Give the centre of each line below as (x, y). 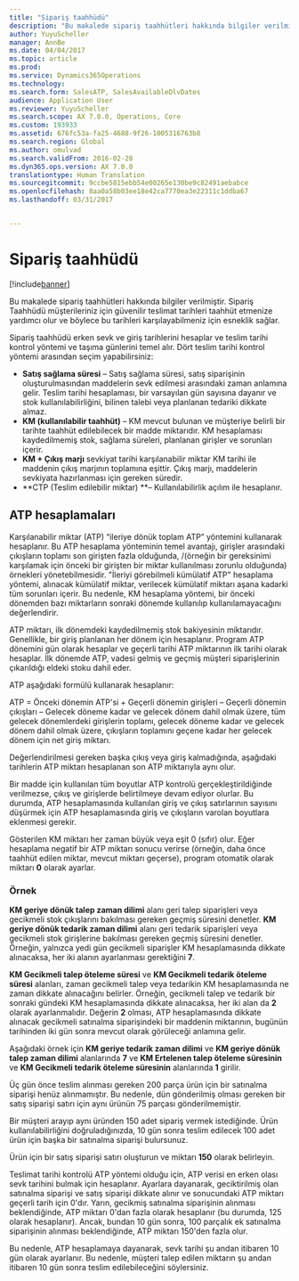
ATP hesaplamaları (62, 515)
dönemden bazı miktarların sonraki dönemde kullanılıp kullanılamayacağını (145, 603)
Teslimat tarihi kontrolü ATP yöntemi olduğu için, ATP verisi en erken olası (144, 1174)
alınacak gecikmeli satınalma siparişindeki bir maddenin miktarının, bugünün (149, 1022)
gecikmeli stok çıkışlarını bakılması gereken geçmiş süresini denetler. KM (143, 919)
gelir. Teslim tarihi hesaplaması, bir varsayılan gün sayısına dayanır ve (149, 392)
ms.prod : (25, 68)
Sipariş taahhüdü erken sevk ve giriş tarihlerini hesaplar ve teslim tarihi (139, 337)
